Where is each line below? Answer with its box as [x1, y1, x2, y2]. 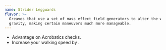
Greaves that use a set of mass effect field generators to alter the [9, 16, 158, 21]
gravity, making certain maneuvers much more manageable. [9, 21, 132, 26]
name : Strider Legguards [4, 7, 56, 12]
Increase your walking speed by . [11, 40, 80, 46]
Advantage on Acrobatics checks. [11, 34, 81, 40]
